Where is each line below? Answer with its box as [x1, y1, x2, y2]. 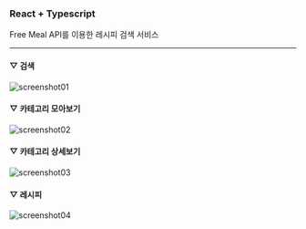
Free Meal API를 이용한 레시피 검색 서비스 [9, 29, 159, 40]
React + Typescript [9, 7, 96, 20]
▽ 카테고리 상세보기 [9, 146, 81, 157]
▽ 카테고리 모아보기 [9, 103, 81, 114]
